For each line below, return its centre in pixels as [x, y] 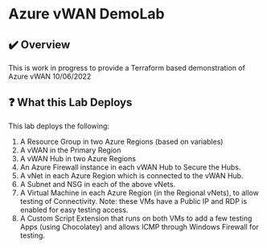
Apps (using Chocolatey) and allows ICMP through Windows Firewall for [139, 226]
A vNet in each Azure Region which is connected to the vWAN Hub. [131, 175]
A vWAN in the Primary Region [70, 150]
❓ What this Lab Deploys [70, 102]
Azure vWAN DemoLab [86, 14]
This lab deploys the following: [59, 126]
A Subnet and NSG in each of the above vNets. [97, 184]
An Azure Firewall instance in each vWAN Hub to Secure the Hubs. [130, 167]
